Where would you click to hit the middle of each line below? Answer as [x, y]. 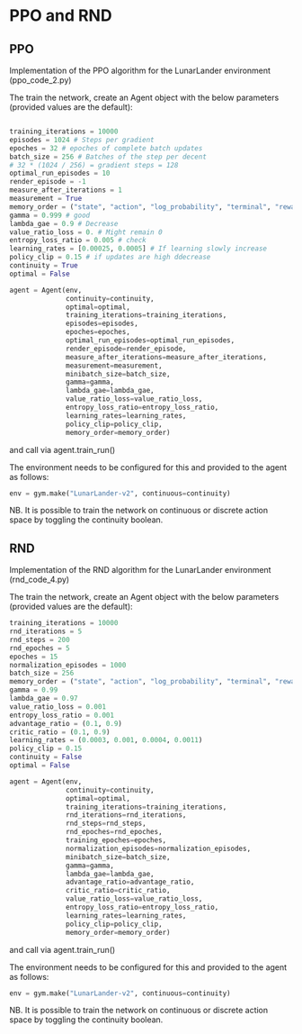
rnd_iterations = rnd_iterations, [126, 815]
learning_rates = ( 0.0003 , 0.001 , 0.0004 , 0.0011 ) [106, 740]
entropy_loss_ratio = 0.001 [62, 715]
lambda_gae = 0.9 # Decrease [64, 223]
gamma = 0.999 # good [50, 215]
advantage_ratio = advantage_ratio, [130, 882]
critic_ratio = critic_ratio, [118, 891]
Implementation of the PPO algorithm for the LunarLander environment [140, 70]
